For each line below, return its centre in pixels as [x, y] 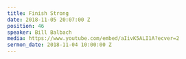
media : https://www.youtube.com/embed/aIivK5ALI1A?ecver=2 [93, 39]
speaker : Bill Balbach [39, 32]
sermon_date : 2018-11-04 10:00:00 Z [59, 45]
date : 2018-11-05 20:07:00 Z [49, 20]
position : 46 [26, 26]
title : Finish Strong [38, 13]
